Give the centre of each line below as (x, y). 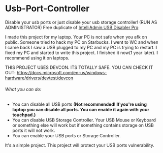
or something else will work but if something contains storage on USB (83, 125)
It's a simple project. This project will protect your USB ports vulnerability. (80, 145)
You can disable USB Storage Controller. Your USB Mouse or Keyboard (84, 120)
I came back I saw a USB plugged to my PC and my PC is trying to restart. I (81, 47)
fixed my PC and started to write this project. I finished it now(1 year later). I (81, 53)
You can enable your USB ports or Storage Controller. (66, 136)
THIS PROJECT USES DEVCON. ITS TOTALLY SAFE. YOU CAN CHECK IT (79, 67)
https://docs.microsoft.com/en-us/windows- (62, 72)
